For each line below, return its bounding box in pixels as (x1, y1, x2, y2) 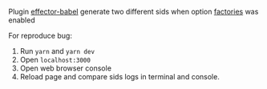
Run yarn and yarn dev (19, 47, 95, 55)
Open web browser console (19, 63, 112, 73)
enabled (8, 15, 35, 25)
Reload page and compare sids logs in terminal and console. (19, 72, 220, 81)
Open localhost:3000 (19, 55, 91, 64)
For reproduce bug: (8, 31, 72, 40)
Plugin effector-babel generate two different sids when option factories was (8, 7, 259, 16)
